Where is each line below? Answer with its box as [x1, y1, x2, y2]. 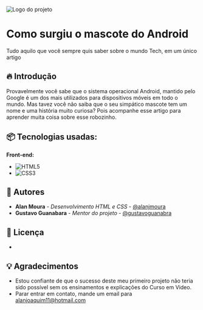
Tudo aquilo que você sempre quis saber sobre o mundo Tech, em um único [6, 47, 198, 54]
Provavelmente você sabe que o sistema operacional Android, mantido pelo [6, 87, 196, 94]
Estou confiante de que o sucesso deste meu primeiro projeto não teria [15, 277, 193, 284]
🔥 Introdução [6, 71, 57, 82]
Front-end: [6, 151, 35, 158]
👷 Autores [6, 186, 45, 197]
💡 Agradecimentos [6, 261, 79, 271]
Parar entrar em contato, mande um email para [15, 290, 132, 297]
